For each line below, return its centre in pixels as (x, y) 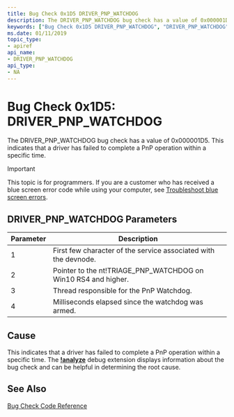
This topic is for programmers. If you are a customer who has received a (111, 183)
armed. (64, 311)
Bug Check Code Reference (47, 406)
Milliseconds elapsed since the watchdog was (128, 302)
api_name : (22, 53)
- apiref (20, 46)
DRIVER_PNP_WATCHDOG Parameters (92, 219)
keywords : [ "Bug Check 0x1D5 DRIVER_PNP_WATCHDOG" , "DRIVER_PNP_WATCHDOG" (118, 26)
